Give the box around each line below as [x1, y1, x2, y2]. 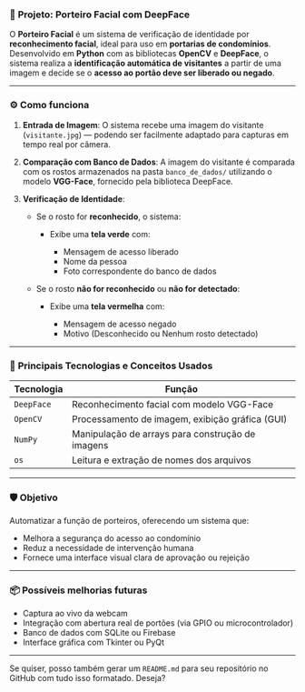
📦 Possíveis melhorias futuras [9, 584, 148, 597]
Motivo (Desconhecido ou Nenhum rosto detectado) [63, 327, 259, 339]
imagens [72, 438, 109, 451]
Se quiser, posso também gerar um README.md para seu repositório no [9, 663, 269, 674]
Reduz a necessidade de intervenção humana [22, 543, 194, 554]
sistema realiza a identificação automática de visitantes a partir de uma [9, 58, 281, 69]
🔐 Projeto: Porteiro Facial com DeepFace [9, 8, 191, 21]
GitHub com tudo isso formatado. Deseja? [9, 673, 166, 684]
